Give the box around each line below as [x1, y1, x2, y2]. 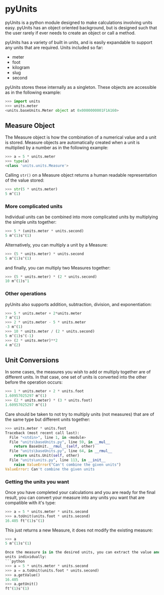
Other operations [5, 290, 46, 297]
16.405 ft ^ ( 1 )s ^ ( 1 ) [5, 518, 45, 523]
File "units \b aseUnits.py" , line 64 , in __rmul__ [9, 449, 112, 453]
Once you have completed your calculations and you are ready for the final [5, 489, 156, 495]
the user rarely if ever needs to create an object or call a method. [5, 30, 136, 36]
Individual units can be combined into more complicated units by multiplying [5, 214, 158, 220]
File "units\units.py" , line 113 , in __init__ [9, 458, 106, 463]
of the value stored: [5, 177, 44, 183]
